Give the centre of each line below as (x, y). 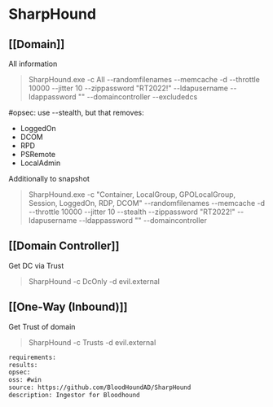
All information (33, 63)
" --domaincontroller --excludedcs (139, 97)
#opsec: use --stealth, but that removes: (76, 112)
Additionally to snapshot (49, 179)
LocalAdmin (40, 163)
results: (23, 365)
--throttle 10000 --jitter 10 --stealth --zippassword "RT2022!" (132, 212)
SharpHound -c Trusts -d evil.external (92, 342)
